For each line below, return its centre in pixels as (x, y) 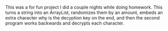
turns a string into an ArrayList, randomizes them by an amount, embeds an (84, 12)
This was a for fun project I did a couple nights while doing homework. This (84, 7)
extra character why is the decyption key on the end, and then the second (82, 18)
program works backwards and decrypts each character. (65, 23)
